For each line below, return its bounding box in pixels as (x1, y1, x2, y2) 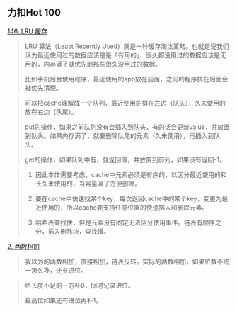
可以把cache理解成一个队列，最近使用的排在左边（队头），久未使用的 (24, 98, 226, 107)
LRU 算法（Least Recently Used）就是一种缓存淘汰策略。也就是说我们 (24, 42, 229, 50)
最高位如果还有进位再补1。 (24, 296, 103, 305)
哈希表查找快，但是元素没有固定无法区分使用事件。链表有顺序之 (35, 218, 221, 227)
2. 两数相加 (7, 242, 40, 250)
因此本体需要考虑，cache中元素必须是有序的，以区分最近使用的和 (35, 170, 228, 179)
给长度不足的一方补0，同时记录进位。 (24, 281, 134, 289)
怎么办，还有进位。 (30, 266, 87, 274)
